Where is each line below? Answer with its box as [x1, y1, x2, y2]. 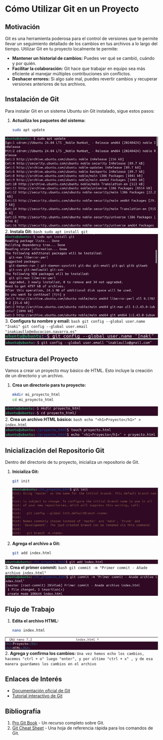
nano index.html [12, 628, 45, 633]
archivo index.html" [5, 571, 47, 576]
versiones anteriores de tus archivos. [12, 81, 86, 87]
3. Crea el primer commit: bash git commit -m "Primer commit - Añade [5, 565, 148, 571]
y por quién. [12, 61, 36, 66]
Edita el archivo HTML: [12, 618, 59, 624]
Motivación [5, 23, 40, 31]
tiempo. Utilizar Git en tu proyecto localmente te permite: [5, 46, 118, 51]
